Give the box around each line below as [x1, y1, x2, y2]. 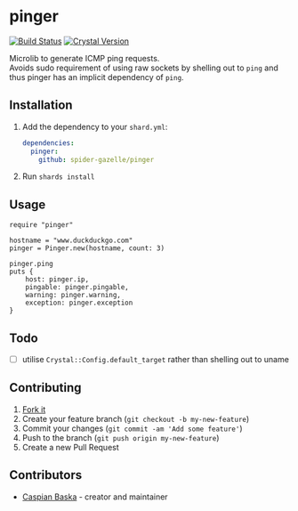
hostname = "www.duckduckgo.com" [9, 236, 133, 246]
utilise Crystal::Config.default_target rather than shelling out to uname [21, 354, 289, 364]
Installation [9, 98, 73, 113]
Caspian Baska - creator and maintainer [21, 491, 168, 502]
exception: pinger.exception [25, 298, 133, 308]
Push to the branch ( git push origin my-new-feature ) [21, 432, 220, 442]
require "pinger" [9, 221, 74, 230]
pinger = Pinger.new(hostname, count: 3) [9, 244, 165, 253]
